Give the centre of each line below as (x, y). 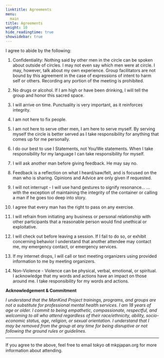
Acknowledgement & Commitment (41, 290)
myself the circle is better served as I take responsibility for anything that (86, 134)
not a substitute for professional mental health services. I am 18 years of (78, 305)
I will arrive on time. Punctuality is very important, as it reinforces (78, 105)
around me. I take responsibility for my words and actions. (71, 281)
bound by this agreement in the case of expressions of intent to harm (82, 75)
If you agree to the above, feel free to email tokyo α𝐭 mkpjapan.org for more (81, 345)
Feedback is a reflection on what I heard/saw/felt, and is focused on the (85, 172)
